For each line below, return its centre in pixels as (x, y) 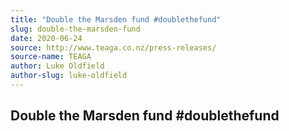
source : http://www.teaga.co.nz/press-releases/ (113, 47)
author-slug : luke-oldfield (69, 76)
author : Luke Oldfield (57, 66)
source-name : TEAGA (51, 57)
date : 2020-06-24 (46, 38)
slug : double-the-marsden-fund (75, 29)
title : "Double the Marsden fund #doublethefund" (116, 19)
